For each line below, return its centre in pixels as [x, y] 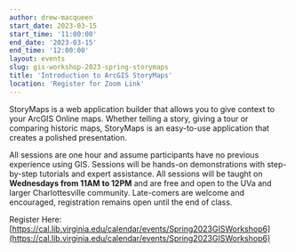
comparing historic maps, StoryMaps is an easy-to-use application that [139, 128]
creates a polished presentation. [68, 137]
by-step [24, 174]
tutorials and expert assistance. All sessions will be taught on [151, 174]
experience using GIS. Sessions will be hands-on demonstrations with [137, 164]
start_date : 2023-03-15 [53, 26]
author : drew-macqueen [51, 17]
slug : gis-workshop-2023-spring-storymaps [89, 68]
